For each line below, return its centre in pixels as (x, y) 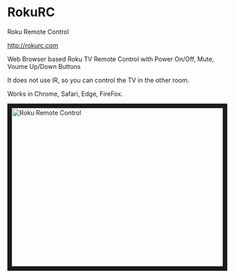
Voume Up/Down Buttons (44, 66)
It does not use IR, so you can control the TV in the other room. (99, 80)
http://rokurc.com (33, 45)
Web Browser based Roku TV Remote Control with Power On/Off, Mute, (111, 59)
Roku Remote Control (38, 32)
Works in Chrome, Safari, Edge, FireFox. (65, 94)
